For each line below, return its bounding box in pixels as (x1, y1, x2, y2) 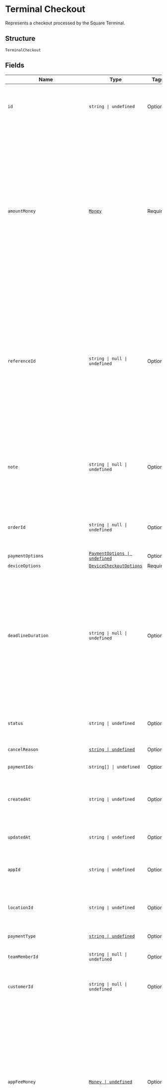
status (7, 721, 23, 726)
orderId (7, 524, 26, 530)
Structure (5, 34, 36, 43)
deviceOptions (7, 563, 41, 569)
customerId (7, 983, 33, 989)
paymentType (7, 933, 36, 939)
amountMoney (7, 208, 36, 214)
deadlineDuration (7, 632, 49, 638)
